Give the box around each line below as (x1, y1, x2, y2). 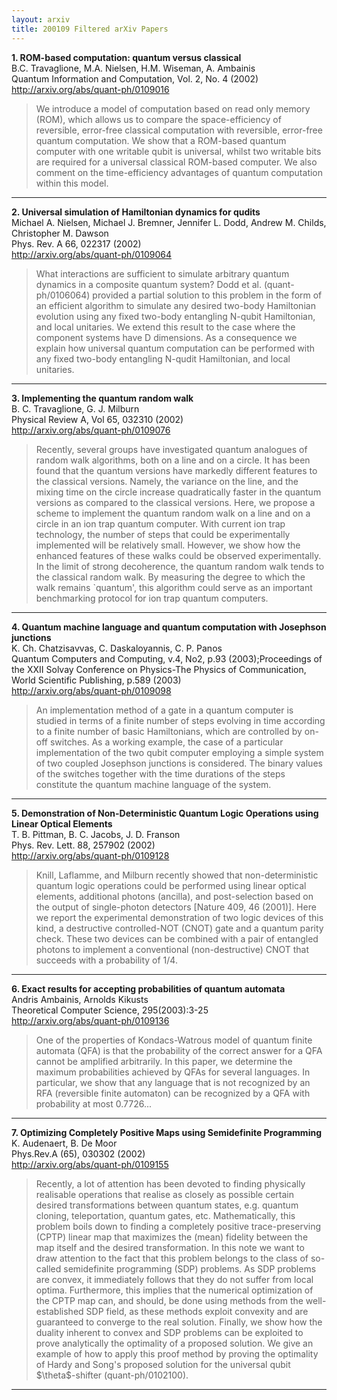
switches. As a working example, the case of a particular (49, 736, 284, 748)
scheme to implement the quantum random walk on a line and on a (35, 507, 311, 519)
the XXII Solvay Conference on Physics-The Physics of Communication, (11, 663, 307, 675)
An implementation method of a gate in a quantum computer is (35, 704, 294, 716)
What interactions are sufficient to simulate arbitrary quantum (35, 267, 290, 280)
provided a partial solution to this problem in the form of (92, 289, 323, 301)
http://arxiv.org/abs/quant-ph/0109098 (11, 684, 172, 696)
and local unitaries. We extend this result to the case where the (35, 321, 296, 333)
